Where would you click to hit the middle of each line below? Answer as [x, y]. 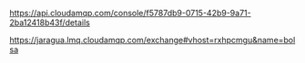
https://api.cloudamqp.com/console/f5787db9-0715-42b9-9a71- [131, 13]
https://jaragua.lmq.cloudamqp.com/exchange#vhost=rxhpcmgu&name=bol [152, 40]
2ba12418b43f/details [50, 22]
